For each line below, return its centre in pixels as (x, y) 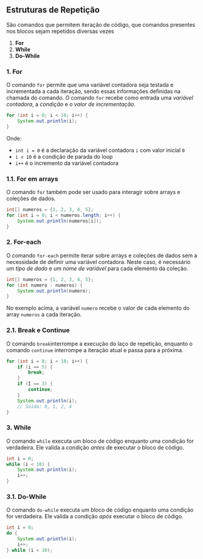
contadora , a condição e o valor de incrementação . (71, 104)
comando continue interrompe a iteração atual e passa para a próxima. (95, 350)
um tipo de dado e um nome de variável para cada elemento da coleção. (97, 268)
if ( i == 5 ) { (35, 367)
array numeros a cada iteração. (44, 314)
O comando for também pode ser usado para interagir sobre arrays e (93, 192)
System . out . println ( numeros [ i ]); (60, 221)
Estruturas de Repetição (53, 10)
